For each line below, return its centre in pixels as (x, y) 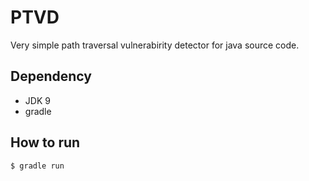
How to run (45, 142)
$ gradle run (37, 166)
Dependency (51, 76)
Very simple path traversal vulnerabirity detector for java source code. (155, 45)
